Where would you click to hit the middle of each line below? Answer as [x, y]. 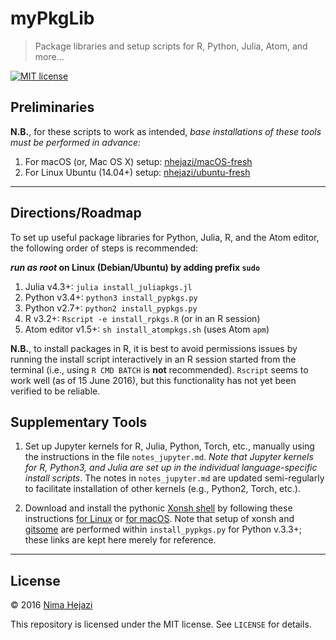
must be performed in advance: [76, 142]
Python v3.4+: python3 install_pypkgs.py [111, 297]
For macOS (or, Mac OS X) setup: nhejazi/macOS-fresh [138, 161]
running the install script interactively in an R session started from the [153, 359]
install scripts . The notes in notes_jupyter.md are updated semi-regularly [174, 478]
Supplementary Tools [79, 422]
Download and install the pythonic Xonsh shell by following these [158, 508]
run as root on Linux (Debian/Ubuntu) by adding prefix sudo [135, 267]
